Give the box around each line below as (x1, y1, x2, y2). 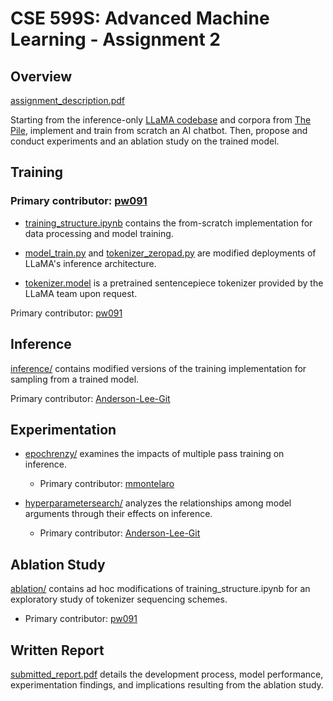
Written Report (10, 642, 105, 659)
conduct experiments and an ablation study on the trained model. (10, 135, 280, 147)
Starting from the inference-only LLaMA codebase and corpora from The (10, 114, 312, 126)
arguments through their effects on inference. (24, 508, 213, 520)
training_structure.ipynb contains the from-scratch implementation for (24, 217, 313, 229)
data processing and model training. (24, 227, 174, 239)
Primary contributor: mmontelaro (39, 478, 175, 490)
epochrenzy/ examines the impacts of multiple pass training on (24, 448, 285, 460)
